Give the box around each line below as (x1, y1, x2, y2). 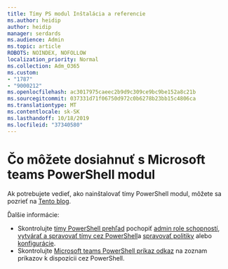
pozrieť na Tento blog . (7, 197, 72, 206)
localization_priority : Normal (7, 56, 99, 63)
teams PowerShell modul (7, 166, 156, 183)
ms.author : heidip (7, 17, 61, 24)
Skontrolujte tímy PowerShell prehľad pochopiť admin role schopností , (17, 224, 220, 232)
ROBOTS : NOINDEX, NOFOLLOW (7, 50, 86, 57)
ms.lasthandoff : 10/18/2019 (7, 114, 90, 122)
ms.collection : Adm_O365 (7, 63, 80, 70)
